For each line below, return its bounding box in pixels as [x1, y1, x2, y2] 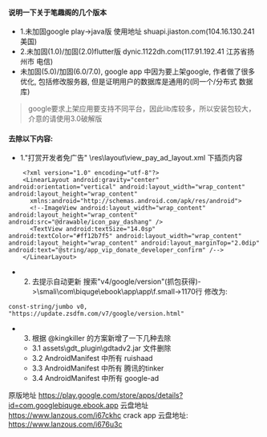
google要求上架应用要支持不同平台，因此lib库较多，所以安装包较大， [27, 104, 256, 114]
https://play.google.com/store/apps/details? [38, 390, 184, 400]
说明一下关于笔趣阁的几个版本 [8, 7, 107, 17]
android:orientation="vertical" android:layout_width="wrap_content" [8, 183, 246, 192]
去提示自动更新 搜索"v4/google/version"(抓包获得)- [31, 277, 202, 286]
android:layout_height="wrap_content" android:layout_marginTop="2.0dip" [8, 239, 261, 248]
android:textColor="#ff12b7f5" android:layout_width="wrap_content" [8, 233, 242, 241]
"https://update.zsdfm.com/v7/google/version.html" [8, 310, 184, 318]
